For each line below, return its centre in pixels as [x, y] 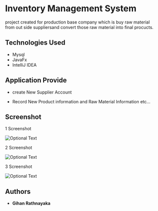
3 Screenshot [19, 166]
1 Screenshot [18, 129]
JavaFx [20, 60]
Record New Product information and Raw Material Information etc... [81, 101]
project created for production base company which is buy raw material [78, 22]
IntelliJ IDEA [24, 65]
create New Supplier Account [42, 92]
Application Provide [36, 81]
